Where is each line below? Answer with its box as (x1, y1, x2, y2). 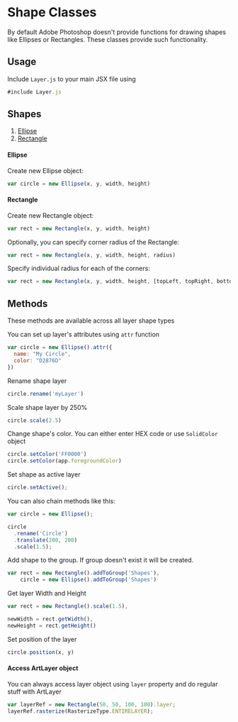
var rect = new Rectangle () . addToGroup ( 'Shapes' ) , (7, 570, 160, 577)
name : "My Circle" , (13, 350, 72, 358)
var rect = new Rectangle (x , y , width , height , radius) (7, 251, 176, 259)
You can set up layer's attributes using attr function (7, 331, 160, 339)
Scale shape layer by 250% (7, 403, 88, 411)
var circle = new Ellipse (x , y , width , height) (7, 180, 151, 187)
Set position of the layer (7, 635, 77, 643)
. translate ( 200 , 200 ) (13, 536, 78, 543)
